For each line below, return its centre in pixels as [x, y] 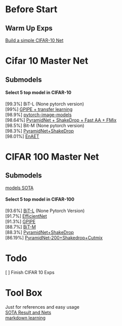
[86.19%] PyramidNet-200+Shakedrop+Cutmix [54, 238]
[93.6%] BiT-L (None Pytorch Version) [45, 211]
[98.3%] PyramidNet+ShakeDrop [40, 131]
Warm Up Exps [29, 28]
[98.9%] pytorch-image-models [38, 114]
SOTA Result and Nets [28, 312]
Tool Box [24, 293]
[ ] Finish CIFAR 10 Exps [30, 272]
